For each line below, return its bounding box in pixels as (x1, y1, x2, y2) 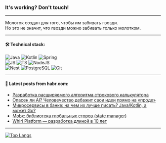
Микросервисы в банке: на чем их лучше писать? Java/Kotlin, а (12, 102, 147, 108)
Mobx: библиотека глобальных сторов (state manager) (12, 113, 127, 119)
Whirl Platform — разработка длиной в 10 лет (12, 118, 107, 124)
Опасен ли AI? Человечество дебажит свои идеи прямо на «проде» (12, 97, 156, 103)
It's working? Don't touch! (5, 4, 69, 11)
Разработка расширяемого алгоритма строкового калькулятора (12, 92, 149, 97)
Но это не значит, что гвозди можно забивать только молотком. (5, 25, 141, 31)
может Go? (12, 107, 36, 113)
